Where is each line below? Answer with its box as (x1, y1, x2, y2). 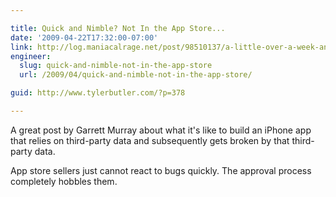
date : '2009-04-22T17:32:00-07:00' (10, 32, 159, 43)
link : (10, 42, 33, 52)
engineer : (10, 51, 52, 61)
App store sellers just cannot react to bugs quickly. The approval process (10, 164, 312, 176)
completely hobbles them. (10, 175, 118, 187)
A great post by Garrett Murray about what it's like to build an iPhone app (10, 124, 312, 136)
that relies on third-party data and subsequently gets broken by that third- (10, 134, 315, 146)
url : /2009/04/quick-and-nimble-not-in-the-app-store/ (19, 70, 253, 80)
